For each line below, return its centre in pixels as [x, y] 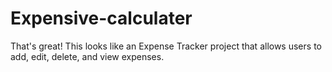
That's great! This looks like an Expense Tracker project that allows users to [166, 46]
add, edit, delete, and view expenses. [87, 56]
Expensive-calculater [101, 18]
